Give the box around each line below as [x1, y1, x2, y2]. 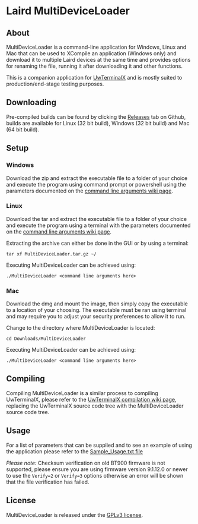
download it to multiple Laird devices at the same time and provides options [6, 56, 191, 63]
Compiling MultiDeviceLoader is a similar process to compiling [6, 389, 158, 396]
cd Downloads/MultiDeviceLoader [6, 336, 86, 342]
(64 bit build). [6, 126, 40, 133]
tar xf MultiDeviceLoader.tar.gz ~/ [6, 251, 97, 257]
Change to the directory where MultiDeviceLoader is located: [6, 324, 155, 332]
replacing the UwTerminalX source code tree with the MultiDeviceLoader [6, 402, 184, 409]
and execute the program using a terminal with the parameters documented [6, 222, 191, 229]
